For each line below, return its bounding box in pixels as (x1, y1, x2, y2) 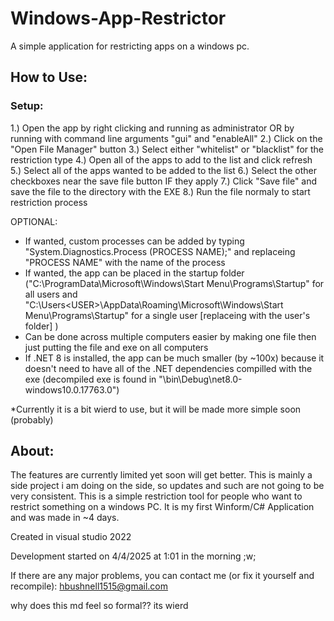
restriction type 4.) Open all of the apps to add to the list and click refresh (10, 153, 313, 166)
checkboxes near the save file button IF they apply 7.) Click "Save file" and (10, 175, 318, 187)
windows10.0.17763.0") (24, 383, 120, 396)
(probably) (10, 413, 54, 426)
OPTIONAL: (10, 215, 58, 227)
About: (10, 443, 55, 460)
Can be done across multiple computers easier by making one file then (24, 330, 317, 342)
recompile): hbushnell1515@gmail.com (10, 580, 169, 592)
